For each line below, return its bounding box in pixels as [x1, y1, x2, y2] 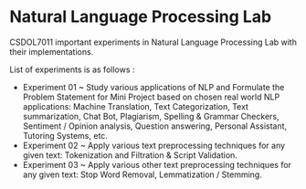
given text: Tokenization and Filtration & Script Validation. [22, 149, 237, 161]
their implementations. [9, 46, 94, 57]
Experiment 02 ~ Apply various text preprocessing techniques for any [22, 140, 286, 151]
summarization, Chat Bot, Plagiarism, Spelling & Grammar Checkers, [22, 110, 280, 121]
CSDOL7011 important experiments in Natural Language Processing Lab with [9, 37, 297, 47]
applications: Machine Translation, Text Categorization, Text [22, 100, 249, 111]
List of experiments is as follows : [9, 64, 135, 75]
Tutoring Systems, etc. [22, 130, 108, 141]
